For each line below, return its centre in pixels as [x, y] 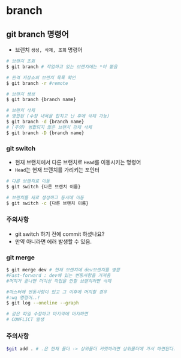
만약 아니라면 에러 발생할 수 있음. [53, 241]
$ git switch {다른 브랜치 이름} [43, 187]
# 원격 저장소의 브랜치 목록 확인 [41, 78]
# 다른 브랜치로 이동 [28, 181]
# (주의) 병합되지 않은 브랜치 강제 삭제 [49, 127]
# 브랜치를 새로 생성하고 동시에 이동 [45, 197]
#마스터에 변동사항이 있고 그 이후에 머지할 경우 [57, 292]
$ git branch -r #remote [37, 83]
